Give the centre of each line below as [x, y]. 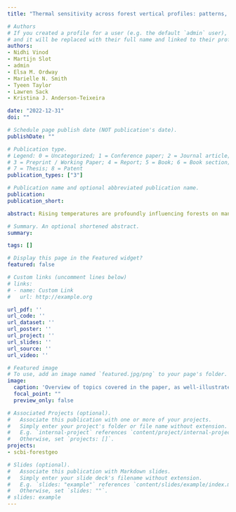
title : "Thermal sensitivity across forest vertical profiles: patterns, [118, 14]
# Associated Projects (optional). [59, 413]
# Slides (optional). [39, 465]
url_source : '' [29, 349]
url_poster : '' [29, 329]
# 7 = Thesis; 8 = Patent [45, 169]
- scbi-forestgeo [33, 452]
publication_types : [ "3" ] [45, 175]
